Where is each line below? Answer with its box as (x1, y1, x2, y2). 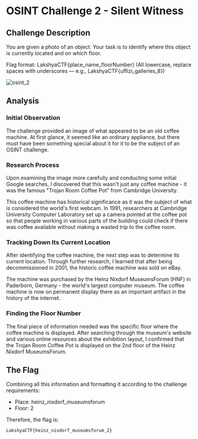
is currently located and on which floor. (6, 50, 102, 57)
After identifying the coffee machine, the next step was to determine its (6, 251, 180, 259)
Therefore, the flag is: (6, 416, 59, 424)
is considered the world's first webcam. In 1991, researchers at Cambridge (6, 204, 187, 211)
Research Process (6, 161, 60, 169)
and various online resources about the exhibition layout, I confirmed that (6, 335, 184, 343)
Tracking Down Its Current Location (6, 238, 111, 246)
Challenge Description (6, 28, 90, 38)
